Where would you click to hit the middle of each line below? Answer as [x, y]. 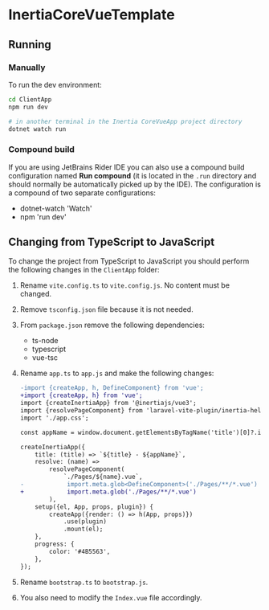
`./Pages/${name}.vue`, [103, 477]
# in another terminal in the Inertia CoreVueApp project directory [125, 121]
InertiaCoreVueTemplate [92, 15]
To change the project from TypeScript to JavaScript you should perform [129, 261]
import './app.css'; [54, 418]
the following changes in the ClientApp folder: [84, 270]
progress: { [55, 544]
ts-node [45, 341]
